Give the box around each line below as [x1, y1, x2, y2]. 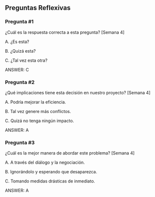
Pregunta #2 [5, 79, 35, 85]
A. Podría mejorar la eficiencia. [5, 99, 66, 105]
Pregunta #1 [5, 18, 34, 25]
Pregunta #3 [5, 139, 35, 146]
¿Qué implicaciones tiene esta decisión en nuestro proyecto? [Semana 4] [5, 89, 151, 96]
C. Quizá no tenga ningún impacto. [5, 118, 74, 124]
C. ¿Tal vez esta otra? [5, 57, 48, 63]
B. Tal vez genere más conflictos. [5, 108, 71, 114]
